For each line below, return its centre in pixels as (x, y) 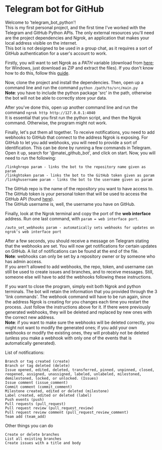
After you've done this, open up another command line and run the (71, 107)
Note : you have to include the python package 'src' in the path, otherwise (78, 93)
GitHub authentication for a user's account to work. (56, 53)
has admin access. (24, 261)
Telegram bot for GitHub (54, 9)
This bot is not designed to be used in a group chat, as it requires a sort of (79, 48)
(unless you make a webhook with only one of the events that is (68, 338)
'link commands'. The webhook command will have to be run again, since (78, 297)
